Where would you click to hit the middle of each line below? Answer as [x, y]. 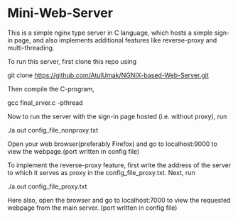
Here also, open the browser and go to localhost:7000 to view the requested [119, 200]
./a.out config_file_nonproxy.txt [53, 130]
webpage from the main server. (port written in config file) [92, 208]
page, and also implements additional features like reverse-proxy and [115, 40]
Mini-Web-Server [60, 13]
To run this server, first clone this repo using [72, 61]
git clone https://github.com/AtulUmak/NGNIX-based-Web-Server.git [108, 75]
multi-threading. [31, 47]
